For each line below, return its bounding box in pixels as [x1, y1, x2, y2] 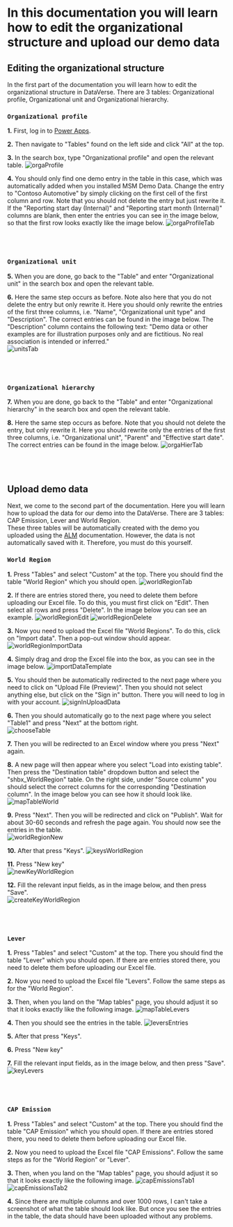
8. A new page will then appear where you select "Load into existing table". [7, 760, 223, 769]
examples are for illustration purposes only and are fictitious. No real [7, 330, 204, 338]
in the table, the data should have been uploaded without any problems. [7, 1212, 214, 1220]
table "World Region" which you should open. [7, 577, 138, 585]
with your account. [7, 697, 61, 706]
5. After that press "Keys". [7, 1032, 82, 1041]
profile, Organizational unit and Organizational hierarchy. [7, 95, 169, 104]
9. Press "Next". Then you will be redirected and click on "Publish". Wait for [7, 811, 223, 819]
